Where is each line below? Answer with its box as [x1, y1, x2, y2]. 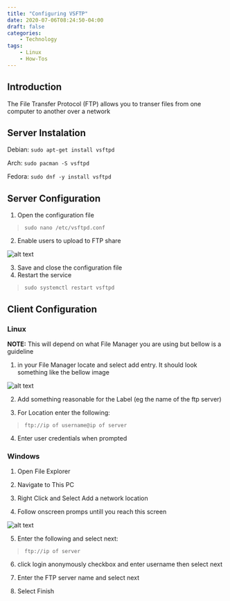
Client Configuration [7, 303, 98, 315]
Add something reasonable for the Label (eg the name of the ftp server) [17, 395, 222, 403]
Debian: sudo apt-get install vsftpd [7, 145, 115, 154]
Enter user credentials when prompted [17, 434, 127, 442]
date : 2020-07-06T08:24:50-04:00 [7, 17, 104, 24]
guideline [7, 347, 34, 355]
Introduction [7, 81, 62, 93]
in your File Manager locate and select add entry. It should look [17, 361, 197, 369]
